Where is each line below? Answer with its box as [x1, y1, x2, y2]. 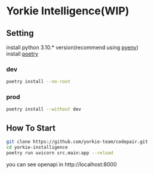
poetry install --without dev [6, 106, 82, 112]
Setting [6, 28, 34, 38]
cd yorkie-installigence [6, 145, 68, 151]
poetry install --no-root [6, 79, 70, 85]
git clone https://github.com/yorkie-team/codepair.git [6, 139, 148, 145]
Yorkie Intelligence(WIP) [6, 4, 130, 18]
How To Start [6, 123, 56, 133]
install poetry [6, 50, 39, 57]
